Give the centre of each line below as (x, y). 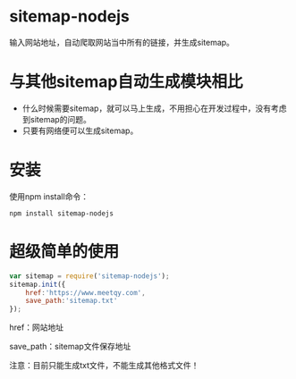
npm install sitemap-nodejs (62, 213)
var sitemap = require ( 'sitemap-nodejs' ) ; (89, 276)
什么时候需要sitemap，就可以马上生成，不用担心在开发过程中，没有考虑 (154, 108)
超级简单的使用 (64, 251)
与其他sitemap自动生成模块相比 (126, 82)
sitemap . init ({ (38, 284)
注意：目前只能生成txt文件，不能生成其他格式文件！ (104, 366)
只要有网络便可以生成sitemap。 (80, 131)
